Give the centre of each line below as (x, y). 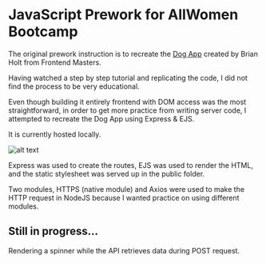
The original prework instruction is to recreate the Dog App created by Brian (133, 54)
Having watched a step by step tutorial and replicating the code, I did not (128, 78)
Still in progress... (53, 231)
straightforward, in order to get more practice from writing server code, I (127, 110)
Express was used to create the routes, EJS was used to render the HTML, (131, 165)
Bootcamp (43, 32)
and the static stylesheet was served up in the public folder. (107, 173)
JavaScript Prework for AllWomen (123, 15)
